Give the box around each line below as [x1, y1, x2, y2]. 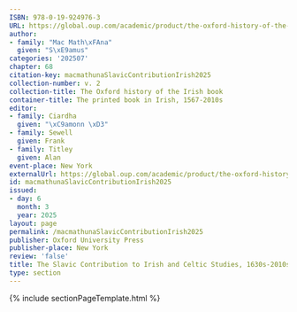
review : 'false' [9, 252, 69, 261]
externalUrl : [9, 169, 57, 178]
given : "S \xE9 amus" [17, 46, 89, 55]
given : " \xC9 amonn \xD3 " [17, 121, 109, 129]
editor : [9, 104, 38, 113]
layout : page [9, 219, 57, 228]
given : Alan [17, 152, 62, 162]
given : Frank [17, 136, 65, 145]
